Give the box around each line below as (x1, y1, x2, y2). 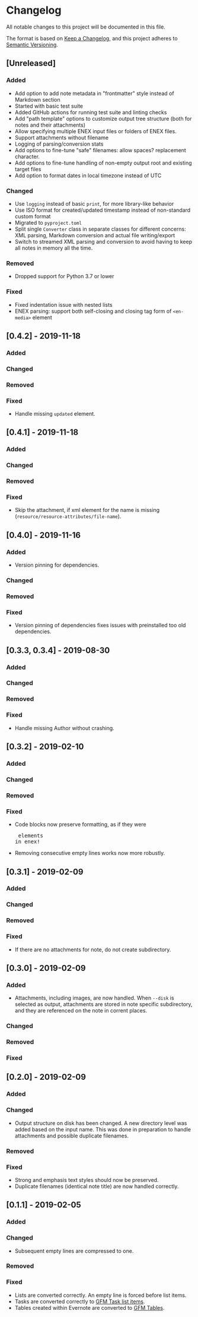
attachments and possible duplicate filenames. (14, 1132, 129, 1139)
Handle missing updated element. (14, 410, 96, 417)
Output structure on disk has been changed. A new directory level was (14, 1119, 187, 1127)
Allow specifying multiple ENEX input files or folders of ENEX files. (14, 127, 177, 134)
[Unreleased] (6, 58, 56, 68)
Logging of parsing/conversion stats (14, 140, 104, 147)
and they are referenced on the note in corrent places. (14, 1007, 147, 1014)
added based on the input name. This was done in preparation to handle (14, 1126, 191, 1133)
